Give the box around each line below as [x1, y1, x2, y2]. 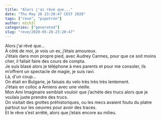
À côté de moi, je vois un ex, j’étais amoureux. [5, 48, 97, 54]
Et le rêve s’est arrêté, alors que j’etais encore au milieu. [5, 110, 117, 115]
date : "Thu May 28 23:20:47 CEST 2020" [5, 12, 86, 16]
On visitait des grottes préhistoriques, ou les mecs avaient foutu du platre [5, 100, 152, 105]
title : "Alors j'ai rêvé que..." [5, 7, 73, 12]
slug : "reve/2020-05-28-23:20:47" [5, 30, 75, 34]
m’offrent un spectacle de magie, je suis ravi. [5, 69, 95, 74]
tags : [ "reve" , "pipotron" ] [5, 16, 62, 21]
